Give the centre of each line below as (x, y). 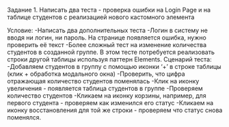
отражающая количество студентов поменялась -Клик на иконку (103, 81)
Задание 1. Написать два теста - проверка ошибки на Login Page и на (109, 10)
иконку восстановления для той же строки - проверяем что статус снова (115, 110)
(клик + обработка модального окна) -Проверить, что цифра (96, 74)
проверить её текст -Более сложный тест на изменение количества (107, 45)
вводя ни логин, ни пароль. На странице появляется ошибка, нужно (107, 38)
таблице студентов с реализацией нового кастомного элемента (101, 17)
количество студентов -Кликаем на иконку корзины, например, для (107, 96)
